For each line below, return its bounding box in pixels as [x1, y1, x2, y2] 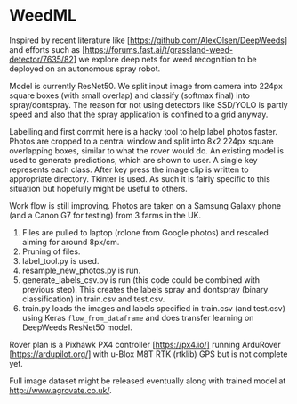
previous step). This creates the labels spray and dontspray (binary [21, 284, 269, 294]
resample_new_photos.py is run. [21, 265, 141, 276]
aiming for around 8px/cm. [21, 236, 120, 247]
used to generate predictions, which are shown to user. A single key [9, 154, 258, 165]
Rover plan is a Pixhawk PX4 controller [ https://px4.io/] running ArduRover [9, 339, 282, 350]
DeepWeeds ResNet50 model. [21, 322, 132, 333]
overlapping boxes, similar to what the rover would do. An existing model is [9, 144, 285, 156]
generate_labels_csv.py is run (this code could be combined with [21, 274, 261, 285]
